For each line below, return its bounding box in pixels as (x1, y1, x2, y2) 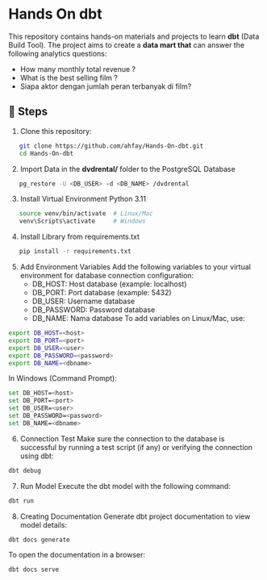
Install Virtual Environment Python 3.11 (19, 194, 147, 204)
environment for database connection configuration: (19, 271, 194, 280)
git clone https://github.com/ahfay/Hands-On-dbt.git (19, 142, 204, 150)
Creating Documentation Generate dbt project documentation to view (19, 511, 251, 521)
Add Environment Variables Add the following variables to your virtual (19, 262, 252, 271)
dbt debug (8, 466, 42, 474)
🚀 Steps (8, 105, 48, 119)
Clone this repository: (19, 126, 92, 136)
